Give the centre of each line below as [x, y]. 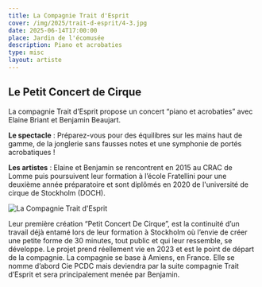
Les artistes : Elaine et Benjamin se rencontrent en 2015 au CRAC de [120, 167]
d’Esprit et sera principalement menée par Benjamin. [94, 274]
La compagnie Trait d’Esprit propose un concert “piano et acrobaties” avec [131, 111]
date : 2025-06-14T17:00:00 [53, 30]
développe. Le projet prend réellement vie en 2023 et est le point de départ [131, 249]
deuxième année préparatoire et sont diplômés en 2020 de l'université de [128, 184]
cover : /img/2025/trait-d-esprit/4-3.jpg [78, 23]
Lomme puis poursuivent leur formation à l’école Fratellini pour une [118, 176]
